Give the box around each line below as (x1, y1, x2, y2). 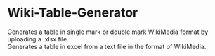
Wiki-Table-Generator (7, 5, 138, 21)
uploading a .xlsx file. (7, 35, 69, 43)
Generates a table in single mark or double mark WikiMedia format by (7, 28, 209, 36)
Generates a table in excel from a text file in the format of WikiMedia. (7, 42, 207, 50)
